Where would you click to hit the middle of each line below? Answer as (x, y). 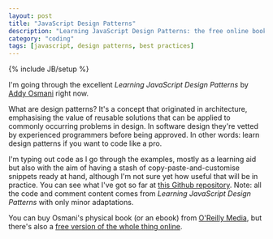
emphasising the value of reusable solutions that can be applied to (120, 117)
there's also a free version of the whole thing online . (95, 227)
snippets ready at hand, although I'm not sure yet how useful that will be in (133, 177)
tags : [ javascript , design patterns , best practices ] (102, 46)
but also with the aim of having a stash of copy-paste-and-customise (124, 168)
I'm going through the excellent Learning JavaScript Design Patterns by (129, 85)
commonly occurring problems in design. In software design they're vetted (133, 126)
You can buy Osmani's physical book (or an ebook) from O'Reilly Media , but (135, 218)
